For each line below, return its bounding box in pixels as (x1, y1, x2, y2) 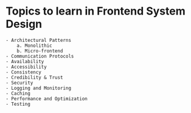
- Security (5, 80, 33, 86)
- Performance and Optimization (5, 95, 88, 101)
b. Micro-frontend (16, 47, 63, 54)
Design (5, 17, 43, 31)
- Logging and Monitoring (5, 85, 71, 91)
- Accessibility (5, 64, 47, 70)
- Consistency (5, 69, 42, 75)
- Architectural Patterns (5, 37, 71, 43)
